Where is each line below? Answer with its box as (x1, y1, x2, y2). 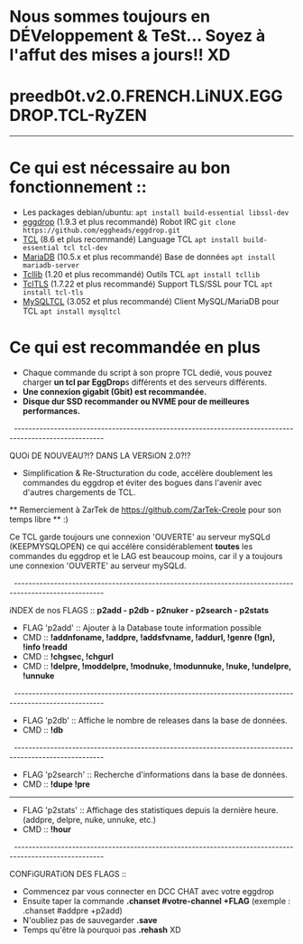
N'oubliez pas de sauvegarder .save (22, 915, 158, 925)
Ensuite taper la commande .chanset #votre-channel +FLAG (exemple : (22, 896, 291, 906)
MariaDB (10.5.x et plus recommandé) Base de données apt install (22, 251, 277, 263)
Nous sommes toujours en (9, 6, 210, 27)
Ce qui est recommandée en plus (9, 337, 262, 358)
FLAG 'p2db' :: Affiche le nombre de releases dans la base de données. (22, 715, 288, 725)
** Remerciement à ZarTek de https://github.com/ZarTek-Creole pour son (9, 504, 282, 515)
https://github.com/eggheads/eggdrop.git (22, 226, 180, 236)
